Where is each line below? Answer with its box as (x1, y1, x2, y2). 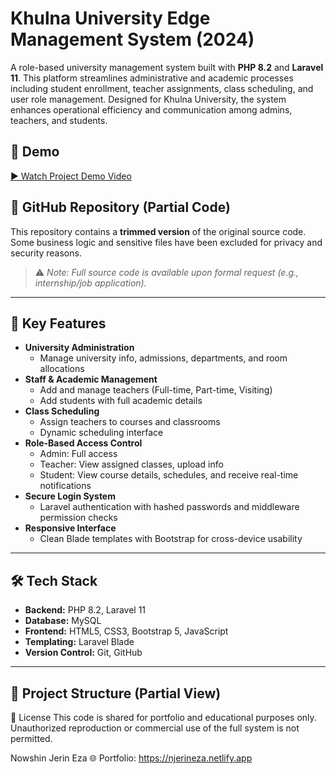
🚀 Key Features (10, 315, 107, 332)
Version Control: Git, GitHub (24, 647, 143, 659)
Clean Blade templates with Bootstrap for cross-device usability (39, 533, 303, 545)
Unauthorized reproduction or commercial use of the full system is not (10, 722, 300, 734)
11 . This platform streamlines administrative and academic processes (10, 72, 294, 84)
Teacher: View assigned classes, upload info (39, 458, 224, 471)
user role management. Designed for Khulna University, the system (10, 93, 287, 105)
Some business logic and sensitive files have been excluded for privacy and (10, 236, 323, 248)
